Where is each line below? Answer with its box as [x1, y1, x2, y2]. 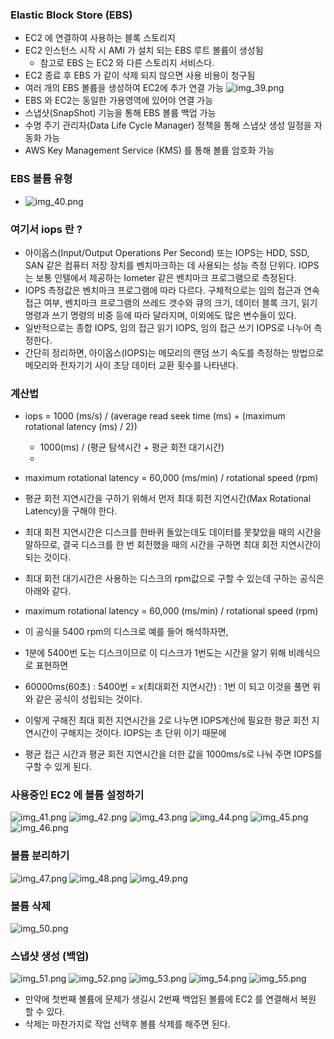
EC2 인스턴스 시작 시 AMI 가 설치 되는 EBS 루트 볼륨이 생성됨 [24, 44, 264, 57]
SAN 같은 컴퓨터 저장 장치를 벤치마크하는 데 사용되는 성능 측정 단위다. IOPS [24, 259, 320, 271]
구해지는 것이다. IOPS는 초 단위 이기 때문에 [59, 727, 227, 739]
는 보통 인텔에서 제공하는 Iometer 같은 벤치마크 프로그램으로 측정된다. [24, 271, 297, 283]
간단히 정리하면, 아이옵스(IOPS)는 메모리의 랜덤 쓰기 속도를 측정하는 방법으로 [24, 346, 325, 358]
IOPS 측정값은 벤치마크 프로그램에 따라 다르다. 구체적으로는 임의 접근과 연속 [24, 284, 320, 296]
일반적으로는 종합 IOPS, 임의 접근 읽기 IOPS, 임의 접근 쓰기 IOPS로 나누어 [24, 321, 312, 333]
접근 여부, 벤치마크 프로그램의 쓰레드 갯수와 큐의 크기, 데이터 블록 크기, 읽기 [24, 296, 318, 308]
